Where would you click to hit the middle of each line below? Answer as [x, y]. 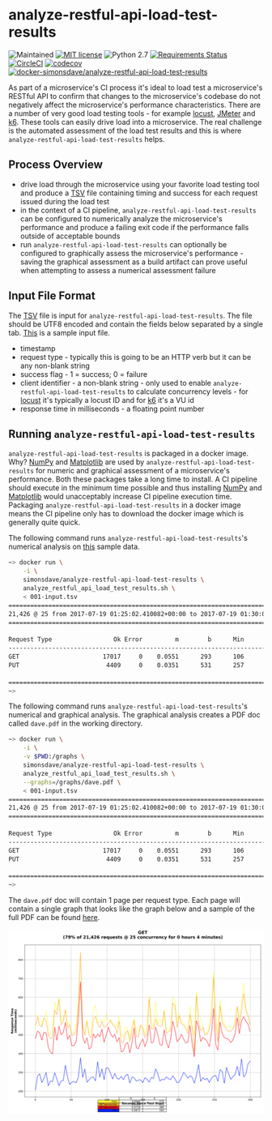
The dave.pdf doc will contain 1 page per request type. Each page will [124, 901]
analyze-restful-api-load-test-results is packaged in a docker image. [129, 454]
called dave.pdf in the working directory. [76, 724]
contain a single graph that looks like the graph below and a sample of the [132, 909]
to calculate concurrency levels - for [188, 391]
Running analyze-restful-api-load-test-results [132, 434]
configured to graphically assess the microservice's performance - [132, 253]
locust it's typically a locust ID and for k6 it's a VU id [107, 400]
